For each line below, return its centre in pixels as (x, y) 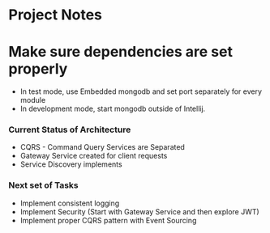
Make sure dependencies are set (121, 52)
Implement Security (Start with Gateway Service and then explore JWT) (139, 211)
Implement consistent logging (70, 203)
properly (38, 69)
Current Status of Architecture (70, 129)
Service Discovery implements (71, 164)
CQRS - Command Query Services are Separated (102, 147)
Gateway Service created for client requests (94, 156)
